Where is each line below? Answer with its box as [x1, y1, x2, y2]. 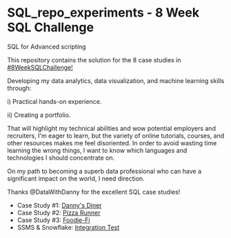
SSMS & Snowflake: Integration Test [17, 223, 120, 231]
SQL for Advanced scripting [7, 42, 86, 51]
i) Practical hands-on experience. [7, 97, 102, 105]
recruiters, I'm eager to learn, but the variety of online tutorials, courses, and [7, 131, 225, 140]
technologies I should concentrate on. [7, 154, 115, 162]
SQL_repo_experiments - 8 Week [7, 5, 200, 21]
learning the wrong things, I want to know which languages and [7, 146, 188, 154]
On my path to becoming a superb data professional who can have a [7, 167, 202, 175]
